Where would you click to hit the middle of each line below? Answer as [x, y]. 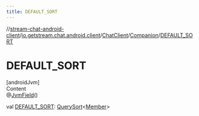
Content [16, 88]
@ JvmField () [22, 95]
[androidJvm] [23, 82]
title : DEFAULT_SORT [32, 12]
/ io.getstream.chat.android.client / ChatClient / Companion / [90, 35]
